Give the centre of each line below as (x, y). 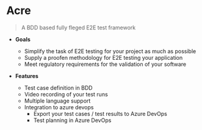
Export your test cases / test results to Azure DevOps (100, 114)
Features (27, 76)
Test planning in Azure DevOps (72, 120)
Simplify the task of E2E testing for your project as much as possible (110, 51)
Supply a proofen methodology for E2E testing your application (103, 57)
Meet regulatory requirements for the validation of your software (105, 64)
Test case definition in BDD (58, 88)
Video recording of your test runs (66, 94)
